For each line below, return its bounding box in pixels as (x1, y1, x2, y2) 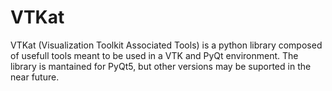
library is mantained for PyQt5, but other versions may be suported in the (10, 60, 312, 72)
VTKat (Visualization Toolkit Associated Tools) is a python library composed (10, 39, 323, 51)
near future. (10, 71, 60, 83)
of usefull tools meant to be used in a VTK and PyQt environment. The (10, 49, 299, 61)
